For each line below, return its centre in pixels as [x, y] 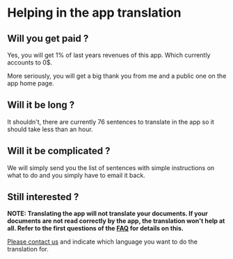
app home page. [31, 83]
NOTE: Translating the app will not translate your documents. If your [108, 214]
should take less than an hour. [50, 129]
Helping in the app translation [95, 13]
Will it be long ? [41, 105]
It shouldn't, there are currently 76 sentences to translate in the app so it [111, 122]
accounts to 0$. [30, 62]
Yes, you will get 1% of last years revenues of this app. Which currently [109, 55]
